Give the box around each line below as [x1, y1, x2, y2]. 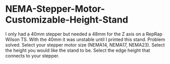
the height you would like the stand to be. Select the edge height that [5, 47, 151, 53]
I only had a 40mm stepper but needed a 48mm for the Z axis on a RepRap [5, 31, 162, 37]
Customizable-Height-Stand [5, 14, 129, 26]
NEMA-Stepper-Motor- [5, 3, 105, 15]
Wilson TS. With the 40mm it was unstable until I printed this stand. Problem [5, 36, 165, 42]
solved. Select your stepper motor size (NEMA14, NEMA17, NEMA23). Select [5, 41, 165, 48]
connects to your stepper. [5, 52, 60, 59]
